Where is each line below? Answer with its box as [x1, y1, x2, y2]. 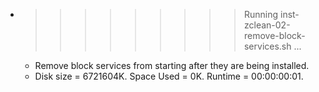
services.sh [243, 40, 292, 52]
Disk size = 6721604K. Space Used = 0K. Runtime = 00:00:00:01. [34, 70, 304, 82]
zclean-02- [243, 19, 291, 31]
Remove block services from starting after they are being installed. [34, 60, 310, 71]
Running [243, 9, 279, 20]
